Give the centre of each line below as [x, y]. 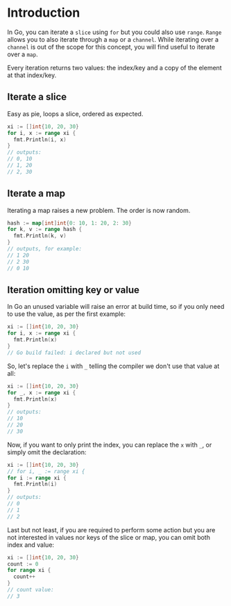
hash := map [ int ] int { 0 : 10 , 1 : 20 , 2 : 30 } [69, 223]
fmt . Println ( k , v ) [40, 236]
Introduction [44, 13]
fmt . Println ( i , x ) [40, 139]
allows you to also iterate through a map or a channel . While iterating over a [113, 39]
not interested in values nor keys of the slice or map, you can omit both [109, 537]
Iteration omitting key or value [74, 290]
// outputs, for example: [44, 249]
